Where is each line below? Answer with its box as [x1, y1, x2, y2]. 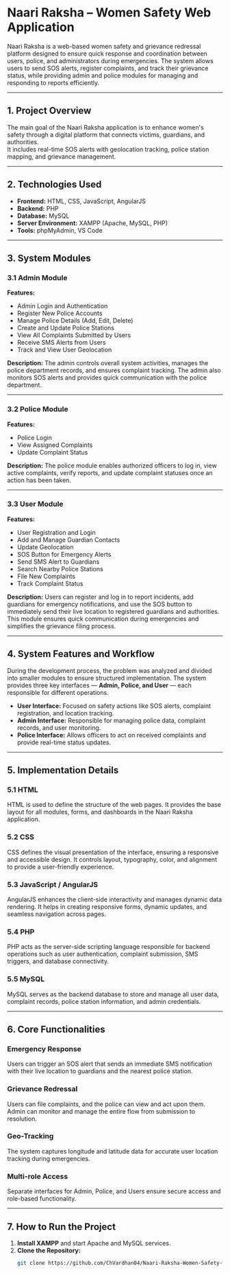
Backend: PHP [16, 204, 60, 212]
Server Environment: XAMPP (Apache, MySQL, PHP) [16, 218, 168, 227]
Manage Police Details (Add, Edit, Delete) [16, 317, 133, 325]
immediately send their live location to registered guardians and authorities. [7, 607, 220, 615]
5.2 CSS [7, 832, 34, 842]
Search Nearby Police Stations [16, 564, 104, 573]
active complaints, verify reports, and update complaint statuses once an [7, 468, 214, 477]
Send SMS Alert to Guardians [16, 558, 100, 566]
